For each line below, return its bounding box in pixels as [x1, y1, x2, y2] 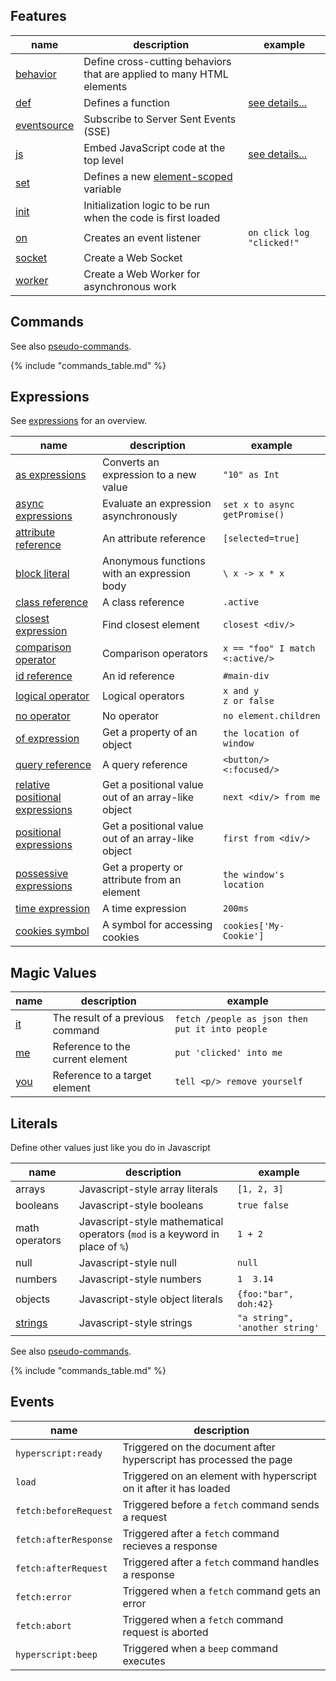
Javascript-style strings [78, 1316, 193, 1330]
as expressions [15, 468, 87, 482]
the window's [223, 869, 285, 881]
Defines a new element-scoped [83, 169, 233, 183]
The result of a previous [52, 1011, 165, 1025]
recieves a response [122, 1539, 218, 1553]
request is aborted [122, 1625, 209, 1639]
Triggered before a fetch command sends [122, 1497, 320, 1511]
